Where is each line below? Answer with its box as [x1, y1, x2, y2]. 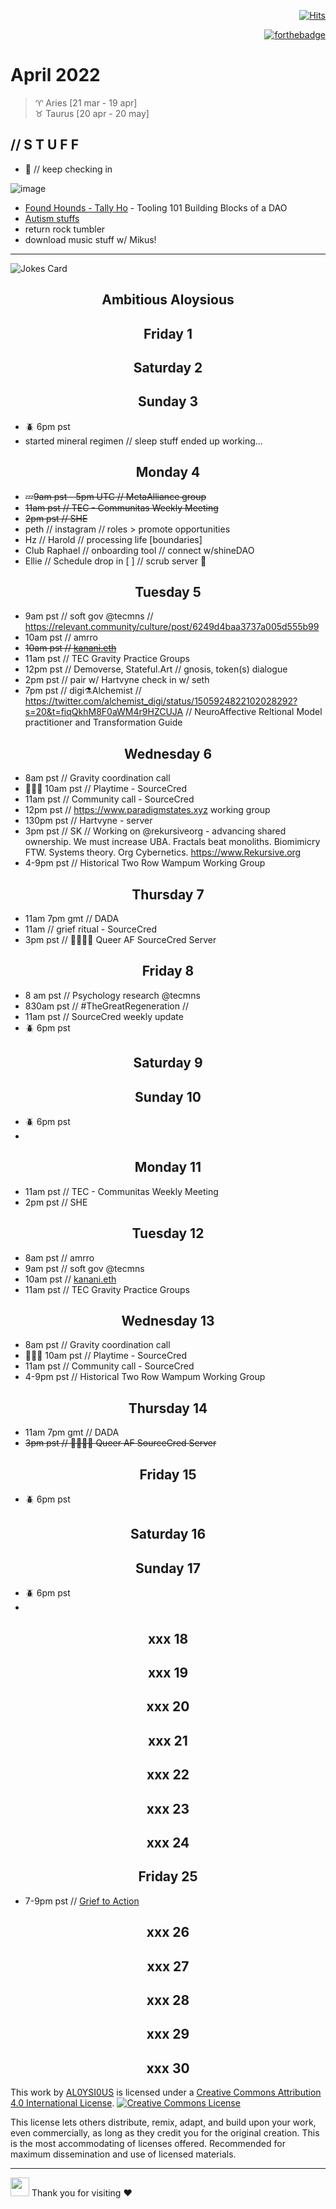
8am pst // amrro [24, 1251, 95, 1264]
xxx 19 [147, 1665, 189, 1682]
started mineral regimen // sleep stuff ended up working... [24, 435, 263, 447]
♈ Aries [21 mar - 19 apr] [34, 96, 138, 109]
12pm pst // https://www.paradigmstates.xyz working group [24, 804, 271, 816]
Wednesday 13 [121, 1313, 215, 1330]
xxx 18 [147, 1630, 189, 1647]
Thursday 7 [131, 886, 205, 903]
